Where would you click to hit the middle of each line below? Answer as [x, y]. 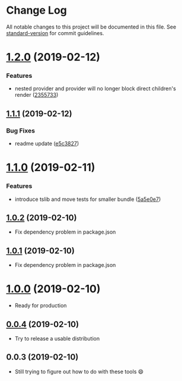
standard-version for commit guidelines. [55, 33]
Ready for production [41, 306]
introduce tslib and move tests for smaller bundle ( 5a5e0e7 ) [88, 199]
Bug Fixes [21, 130]
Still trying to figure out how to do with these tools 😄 [79, 371]
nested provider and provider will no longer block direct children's [95, 89]
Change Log [36, 10]
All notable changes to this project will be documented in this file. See [91, 27]
